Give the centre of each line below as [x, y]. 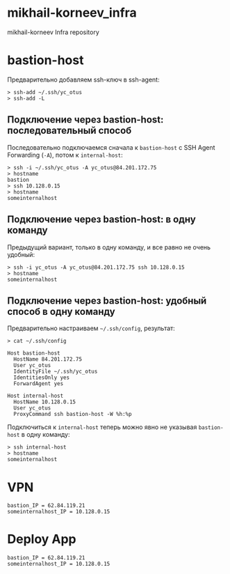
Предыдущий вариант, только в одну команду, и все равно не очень [109, 247]
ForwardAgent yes [39, 384]
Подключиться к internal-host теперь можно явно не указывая [102, 427]
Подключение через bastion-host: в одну [101, 220]
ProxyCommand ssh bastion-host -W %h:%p [73, 414]
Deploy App [42, 540]
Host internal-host [35, 396]
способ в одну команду [61, 311]
